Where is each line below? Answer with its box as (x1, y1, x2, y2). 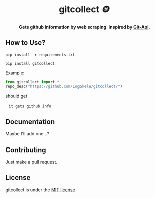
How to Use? (5, 38, 46, 47)
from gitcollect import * (5, 79, 59, 84)
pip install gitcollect (5, 61, 55, 66)
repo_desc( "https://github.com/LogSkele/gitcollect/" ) (5, 84, 123, 89)
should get (5, 93, 28, 100)
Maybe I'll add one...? (5, 131, 49, 137)
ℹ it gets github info (5, 104, 52, 109)
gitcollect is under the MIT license (5, 187, 75, 193)
